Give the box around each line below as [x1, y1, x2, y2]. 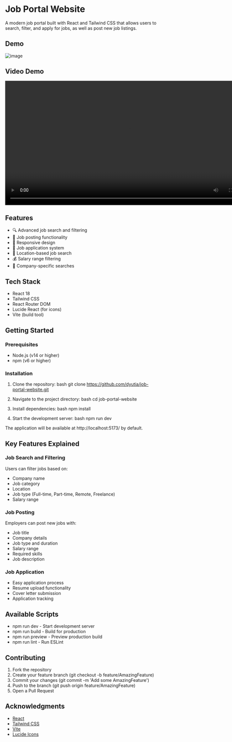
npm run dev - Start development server [12, 623, 95, 629]
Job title [12, 530, 29, 536]
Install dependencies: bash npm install [12, 406, 91, 412]
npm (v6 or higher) [12, 357, 51, 363]
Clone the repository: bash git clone [12, 381, 86, 387]
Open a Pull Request [12, 688, 55, 694]
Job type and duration [12, 540, 58, 546]
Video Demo [5, 67, 44, 76]
